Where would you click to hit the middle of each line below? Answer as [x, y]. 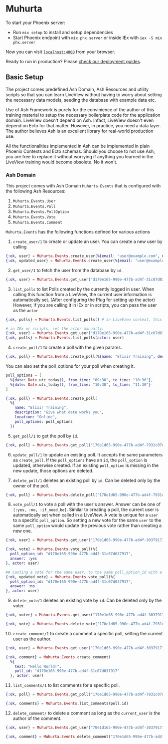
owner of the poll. [31, 485]
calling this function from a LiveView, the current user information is [82, 294]
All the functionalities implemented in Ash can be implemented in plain [78, 146]
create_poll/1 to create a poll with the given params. [67, 347]
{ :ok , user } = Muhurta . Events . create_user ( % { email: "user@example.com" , [83, 256]
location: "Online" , [36, 417]
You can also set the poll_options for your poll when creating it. [70, 366]
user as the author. [32, 639]
